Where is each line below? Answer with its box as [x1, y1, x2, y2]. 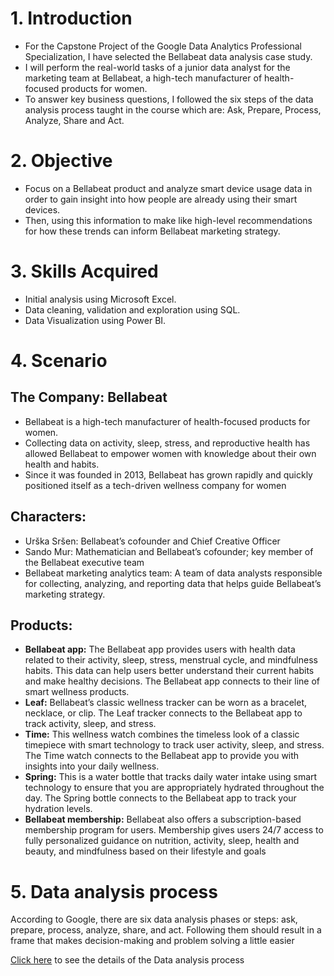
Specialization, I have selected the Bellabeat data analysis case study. [24, 50, 313, 62]
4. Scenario [10, 350, 108, 372]
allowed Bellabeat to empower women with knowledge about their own [24, 447, 317, 459]
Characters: [10, 508, 87, 526]
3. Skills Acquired [10, 260, 159, 283]
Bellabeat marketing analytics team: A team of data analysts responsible [24, 567, 323, 579]
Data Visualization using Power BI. [24, 314, 167, 326]
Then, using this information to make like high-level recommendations [24, 214, 313, 226]
